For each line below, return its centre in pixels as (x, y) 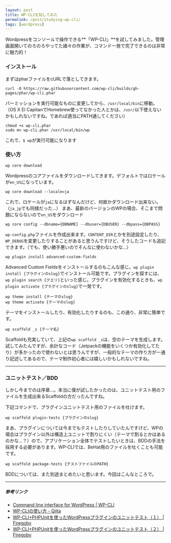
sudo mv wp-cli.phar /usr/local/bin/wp (48, 130)
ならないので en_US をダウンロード (49, 215)
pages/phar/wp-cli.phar (31, 93)
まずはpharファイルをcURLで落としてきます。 (53, 79)
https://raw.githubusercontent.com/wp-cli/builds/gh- (82, 88)
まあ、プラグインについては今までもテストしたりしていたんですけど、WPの (84, 428)
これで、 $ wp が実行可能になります (41, 140)
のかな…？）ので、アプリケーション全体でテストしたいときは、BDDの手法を (85, 441)
